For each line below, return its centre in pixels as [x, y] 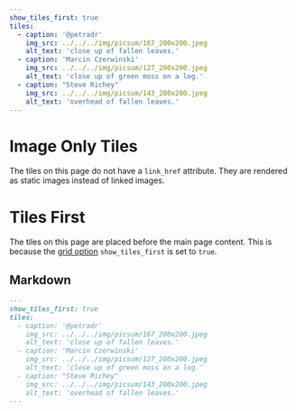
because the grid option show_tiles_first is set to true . [113, 251]
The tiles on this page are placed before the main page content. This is [141, 242]
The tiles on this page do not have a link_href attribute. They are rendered [148, 171]
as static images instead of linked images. [87, 180]
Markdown [41, 280]
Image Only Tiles [74, 146]
